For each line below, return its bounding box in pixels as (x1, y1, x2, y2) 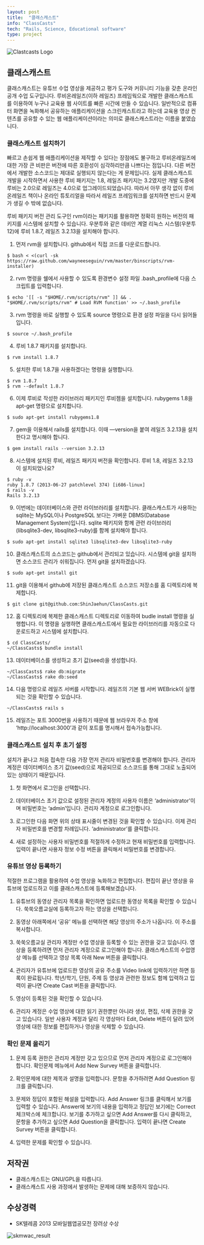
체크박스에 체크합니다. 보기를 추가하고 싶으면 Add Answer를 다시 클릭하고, (15, 1111, 192, 1118)
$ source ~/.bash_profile (7, 331, 72, 337)
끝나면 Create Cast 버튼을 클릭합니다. (27, 981, 117, 989)
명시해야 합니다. (31, 434, 70, 441)
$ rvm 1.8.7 (7, 378, 37, 384)
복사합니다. (15, 926, 42, 933)
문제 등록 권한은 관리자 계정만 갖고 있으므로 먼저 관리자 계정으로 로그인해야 (15, 1054, 192, 1062)
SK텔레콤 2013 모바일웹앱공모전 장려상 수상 (15, 1219, 119, 1227)
